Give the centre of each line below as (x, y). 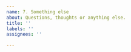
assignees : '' (24, 34)
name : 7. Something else (38, 12)
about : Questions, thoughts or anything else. (66, 18)
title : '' (19, 23)
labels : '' (20, 29)
